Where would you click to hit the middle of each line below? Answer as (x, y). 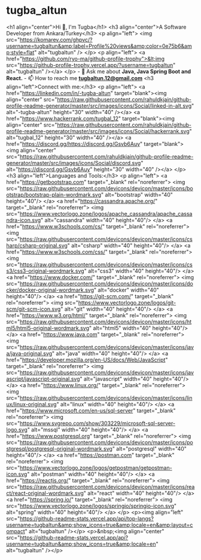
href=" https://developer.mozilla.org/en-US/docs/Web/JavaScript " (87, 360)
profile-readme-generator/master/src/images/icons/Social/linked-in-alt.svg (99, 106)
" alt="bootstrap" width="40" (137, 194)
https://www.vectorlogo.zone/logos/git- (127, 302)
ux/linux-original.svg (31, 404)
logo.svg (17, 429)
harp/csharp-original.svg (37, 245)
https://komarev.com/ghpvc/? (56, 39)
